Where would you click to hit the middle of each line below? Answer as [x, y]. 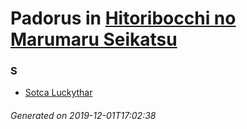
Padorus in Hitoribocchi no [123, 18]
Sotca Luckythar [58, 93]
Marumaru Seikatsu [94, 39]
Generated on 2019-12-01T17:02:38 [83, 116]
